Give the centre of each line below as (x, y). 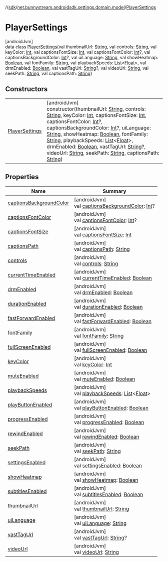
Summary (114, 191)
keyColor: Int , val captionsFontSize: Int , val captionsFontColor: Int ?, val (78, 52)
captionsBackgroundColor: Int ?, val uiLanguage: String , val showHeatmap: (82, 57)
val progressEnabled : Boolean (109, 422)
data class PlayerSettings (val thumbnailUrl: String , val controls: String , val (81, 47)
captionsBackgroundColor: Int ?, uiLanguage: (99, 127)
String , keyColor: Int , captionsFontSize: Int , (96, 115)
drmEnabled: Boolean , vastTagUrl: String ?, (96, 147)
